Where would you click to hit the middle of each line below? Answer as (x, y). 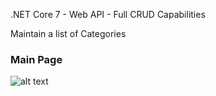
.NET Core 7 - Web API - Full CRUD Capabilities (108, 14)
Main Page (36, 59)
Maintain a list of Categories (68, 33)
